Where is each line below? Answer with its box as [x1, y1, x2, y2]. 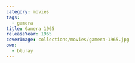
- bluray [11, 48, 33, 54]
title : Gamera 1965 [6, 25, 55, 32]
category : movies [6, 8, 50, 15]
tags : [6, 14, 20, 20]
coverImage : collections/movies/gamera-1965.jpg [6, 37, 130, 43]
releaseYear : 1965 [6, 31, 52, 37]
